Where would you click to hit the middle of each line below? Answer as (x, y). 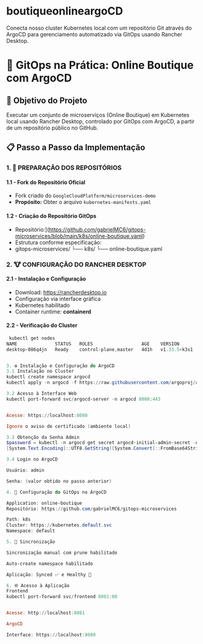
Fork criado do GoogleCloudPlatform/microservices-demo (85, 195)
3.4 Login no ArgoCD (32, 459)
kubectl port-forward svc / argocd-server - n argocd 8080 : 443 (84, 399)
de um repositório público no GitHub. (52, 128)
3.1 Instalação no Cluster (40, 371)
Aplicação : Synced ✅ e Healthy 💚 (49, 574)
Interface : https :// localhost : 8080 (51, 635)
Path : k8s (19, 520)
